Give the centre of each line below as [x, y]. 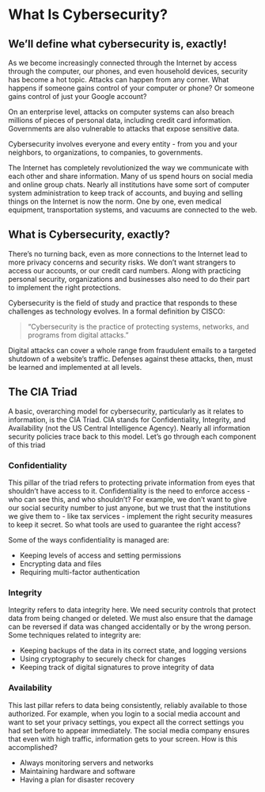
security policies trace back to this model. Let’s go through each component [132, 436]
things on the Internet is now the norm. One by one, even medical [115, 201]
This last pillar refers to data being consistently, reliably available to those [128, 705]
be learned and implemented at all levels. [75, 367]
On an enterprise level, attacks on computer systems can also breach [121, 112]
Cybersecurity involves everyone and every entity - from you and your [123, 144]
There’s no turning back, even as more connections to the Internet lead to [128, 253]
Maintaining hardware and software [78, 771]
